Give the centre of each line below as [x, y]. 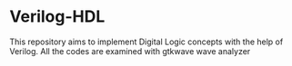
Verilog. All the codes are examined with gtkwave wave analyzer [130, 51]
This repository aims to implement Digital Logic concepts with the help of [146, 42]
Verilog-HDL [57, 17]
